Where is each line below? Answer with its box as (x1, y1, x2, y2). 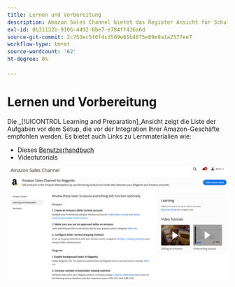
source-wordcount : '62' (7, 48, 77, 55)
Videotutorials (17, 153, 58, 161)
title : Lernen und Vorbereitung (7, 11, 101, 18)
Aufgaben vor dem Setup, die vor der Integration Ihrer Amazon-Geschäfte (7, 125, 220, 133)
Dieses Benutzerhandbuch (17, 146, 94, 154)
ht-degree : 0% (7, 56, 49, 63)
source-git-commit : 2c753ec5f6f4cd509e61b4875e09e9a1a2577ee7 (7, 34, 192, 41)
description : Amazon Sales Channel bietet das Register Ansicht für (7, 18, 211, 26)
